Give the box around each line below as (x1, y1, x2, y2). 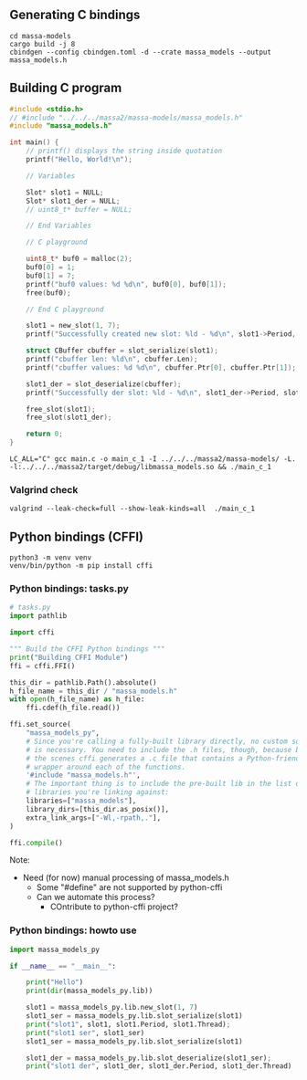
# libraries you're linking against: (26, 788, 170, 797)
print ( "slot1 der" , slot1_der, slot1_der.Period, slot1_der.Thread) (26, 1062, 292, 1071)
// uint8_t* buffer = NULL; (26, 204, 132, 214)
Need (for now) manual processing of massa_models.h (22, 872, 230, 884)
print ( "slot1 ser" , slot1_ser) (26, 1028, 145, 1037)
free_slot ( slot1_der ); (26, 413, 112, 423)
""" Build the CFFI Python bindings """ (9, 645, 166, 654)
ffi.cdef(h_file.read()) (26, 703, 121, 713)
